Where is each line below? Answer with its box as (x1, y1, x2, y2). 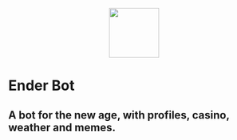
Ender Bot (8, 76, 75, 95)
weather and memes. (8, 120, 116, 134)
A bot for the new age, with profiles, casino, (8, 108, 230, 122)
